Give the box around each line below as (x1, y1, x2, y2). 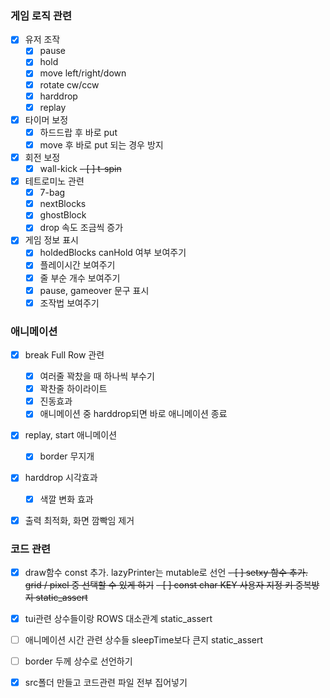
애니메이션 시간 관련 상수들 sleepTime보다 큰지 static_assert (24, 634, 264, 646)
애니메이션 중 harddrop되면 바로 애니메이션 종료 (39, 408, 228, 420)
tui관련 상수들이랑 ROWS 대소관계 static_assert (24, 613, 213, 625)
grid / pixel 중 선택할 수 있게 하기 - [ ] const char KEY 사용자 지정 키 (24, 579, 293, 591)
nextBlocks (39, 198, 87, 210)
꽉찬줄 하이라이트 (39, 383, 108, 395)
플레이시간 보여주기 (39, 259, 116, 271)
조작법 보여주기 (39, 297, 100, 309)
